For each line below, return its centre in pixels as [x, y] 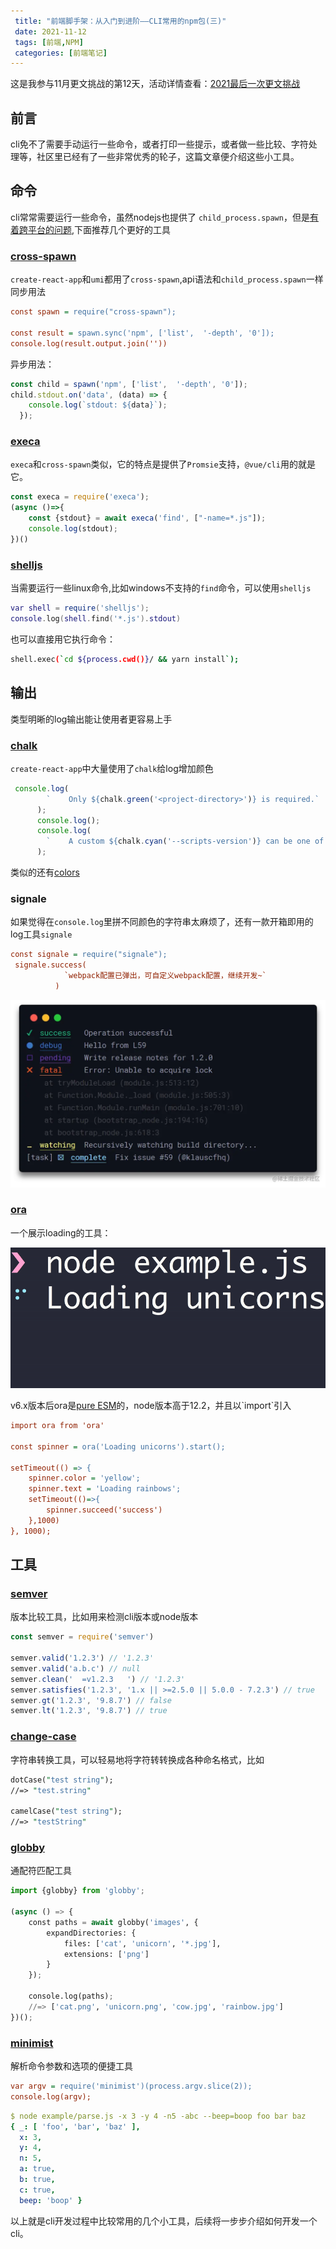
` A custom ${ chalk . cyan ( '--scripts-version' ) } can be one [178, 841]
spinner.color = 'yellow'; [84, 1478]
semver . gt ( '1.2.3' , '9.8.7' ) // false [91, 1700]
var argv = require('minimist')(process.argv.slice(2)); [131, 2086]
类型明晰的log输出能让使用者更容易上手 [91, 719]
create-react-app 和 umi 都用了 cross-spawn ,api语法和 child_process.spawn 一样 [167, 279]
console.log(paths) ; [71, 1996]
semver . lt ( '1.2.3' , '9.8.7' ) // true [89, 1711]
